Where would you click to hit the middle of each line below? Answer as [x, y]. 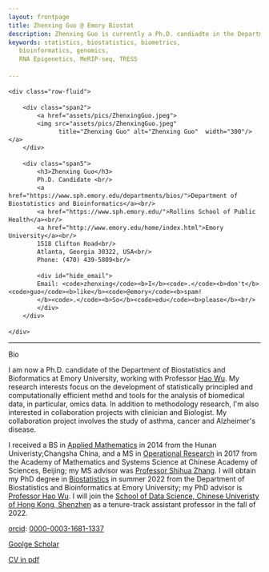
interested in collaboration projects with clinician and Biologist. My [118, 412]
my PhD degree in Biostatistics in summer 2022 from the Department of [126, 479]
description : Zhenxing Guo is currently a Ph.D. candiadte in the [121, 34]
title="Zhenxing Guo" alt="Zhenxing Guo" [128, 131]
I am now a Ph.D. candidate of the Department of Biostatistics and [117, 369]
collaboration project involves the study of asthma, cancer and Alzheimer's [132, 421]
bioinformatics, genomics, [64, 51]
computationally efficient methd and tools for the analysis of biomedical [126, 395]
